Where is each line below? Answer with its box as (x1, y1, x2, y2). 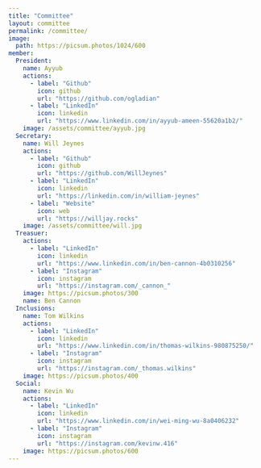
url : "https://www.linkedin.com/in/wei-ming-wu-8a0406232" (37, 417, 240, 425)
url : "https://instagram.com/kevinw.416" (37, 439, 179, 448)
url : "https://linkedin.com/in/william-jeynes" (37, 191, 200, 200)
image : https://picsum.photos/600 (23, 447, 139, 455)
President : (15, 57, 52, 65)
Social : (15, 379, 42, 387)
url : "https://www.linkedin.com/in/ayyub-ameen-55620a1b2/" (37, 117, 243, 125)
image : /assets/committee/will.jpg (23, 222, 143, 230)
